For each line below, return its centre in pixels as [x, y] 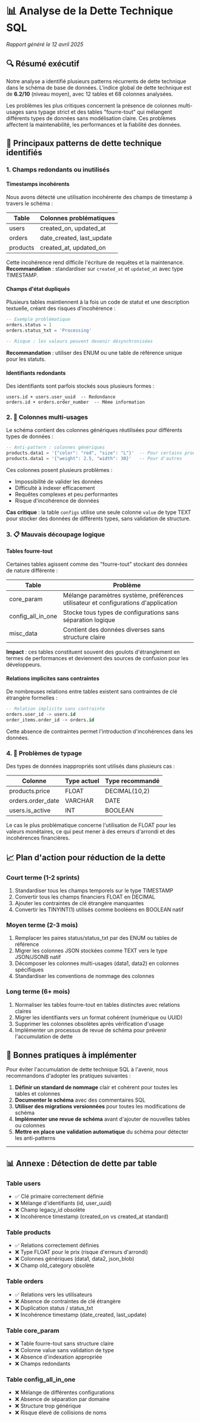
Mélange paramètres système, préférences [123, 596]
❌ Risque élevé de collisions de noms [61, 1412]
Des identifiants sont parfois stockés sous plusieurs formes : [80, 386]
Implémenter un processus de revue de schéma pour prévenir [90, 1030]
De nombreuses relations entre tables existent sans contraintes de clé [92, 692]
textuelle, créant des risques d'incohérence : [61, 308]
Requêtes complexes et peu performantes [66, 494]
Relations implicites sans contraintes [53, 678]
